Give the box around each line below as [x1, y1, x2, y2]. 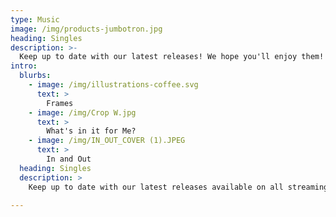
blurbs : [19, 71, 52, 81]
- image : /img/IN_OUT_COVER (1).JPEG [28, 136, 186, 146]
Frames [46, 98, 74, 108]
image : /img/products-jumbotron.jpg [10, 24, 163, 34]
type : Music [10, 14, 60, 25]
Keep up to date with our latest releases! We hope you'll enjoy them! [19, 52, 325, 62]
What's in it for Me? [46, 126, 137, 136]
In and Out [46, 154, 92, 164]
